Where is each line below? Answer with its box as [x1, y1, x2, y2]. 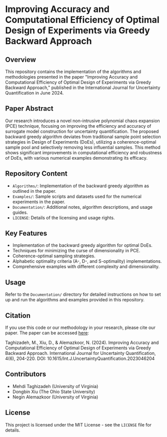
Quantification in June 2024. [5, 90, 64, 96]
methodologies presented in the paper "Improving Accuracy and [5, 74, 138, 80]
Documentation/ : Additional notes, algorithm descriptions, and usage [12, 204, 153, 210]
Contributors [5, 370, 46, 378]
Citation [5, 311, 31, 320]
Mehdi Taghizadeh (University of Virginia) [12, 383, 98, 389]
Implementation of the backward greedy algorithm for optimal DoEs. [12, 242, 152, 248]
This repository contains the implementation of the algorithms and [5, 69, 141, 75]
